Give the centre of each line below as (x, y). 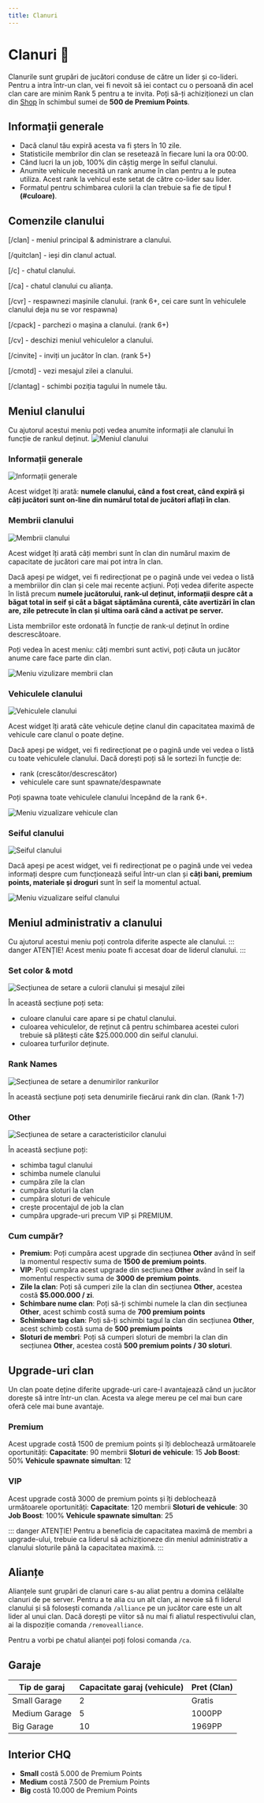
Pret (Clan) (212, 1688)
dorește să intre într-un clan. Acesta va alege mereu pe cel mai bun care (125, 1398)
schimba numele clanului (60, 1173)
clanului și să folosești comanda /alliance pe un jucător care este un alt (125, 1608)
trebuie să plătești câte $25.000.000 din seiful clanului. (109, 1035)
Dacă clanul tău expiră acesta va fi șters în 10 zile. (100, 146)
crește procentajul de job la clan (72, 1207)
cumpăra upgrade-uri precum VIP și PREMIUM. (96, 1215)
